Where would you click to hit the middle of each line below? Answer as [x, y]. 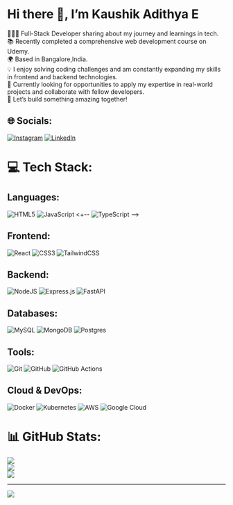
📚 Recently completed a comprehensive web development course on [107, 41]
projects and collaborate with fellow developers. [76, 91]
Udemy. [18, 51]
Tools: [21, 352]
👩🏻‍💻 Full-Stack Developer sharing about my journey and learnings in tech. [113, 33]
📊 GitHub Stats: [54, 437]
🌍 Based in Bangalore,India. [48, 59]
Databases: [33, 313]
